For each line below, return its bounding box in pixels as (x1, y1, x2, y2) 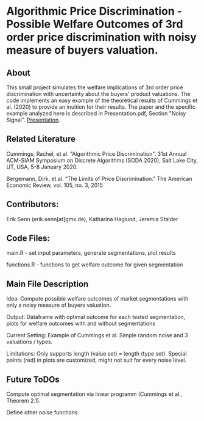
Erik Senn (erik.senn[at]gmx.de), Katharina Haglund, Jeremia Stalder (6, 215, 178, 222)
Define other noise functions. (6, 409, 80, 416)
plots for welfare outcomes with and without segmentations (6, 320, 156, 328)
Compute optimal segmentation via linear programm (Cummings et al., (6, 390, 183, 398)
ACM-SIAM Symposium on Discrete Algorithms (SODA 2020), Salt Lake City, (6, 156, 199, 164)
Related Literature (6, 134, 76, 144)
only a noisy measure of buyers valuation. (6, 301, 111, 309)
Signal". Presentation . (6, 116, 60, 123)
